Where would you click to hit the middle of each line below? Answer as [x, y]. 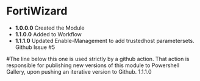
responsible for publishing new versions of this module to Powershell [93, 65]
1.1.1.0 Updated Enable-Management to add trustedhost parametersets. [105, 40]
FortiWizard [37, 11]
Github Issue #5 [35, 47]
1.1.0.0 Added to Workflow [48, 34]
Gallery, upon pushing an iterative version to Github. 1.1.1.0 [79, 71]
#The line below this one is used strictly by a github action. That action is [98, 59]
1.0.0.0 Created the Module [50, 28]
